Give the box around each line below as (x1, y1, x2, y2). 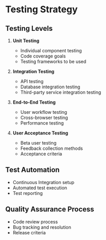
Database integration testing (20, 84, 80, 90)
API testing (20, 78, 44, 84)
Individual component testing (20, 48, 82, 53)
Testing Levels (5, 24, 53, 33)
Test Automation (5, 166, 60, 174)
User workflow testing (20, 109, 68, 115)
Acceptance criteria (20, 151, 62, 157)
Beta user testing (20, 140, 57, 146)
